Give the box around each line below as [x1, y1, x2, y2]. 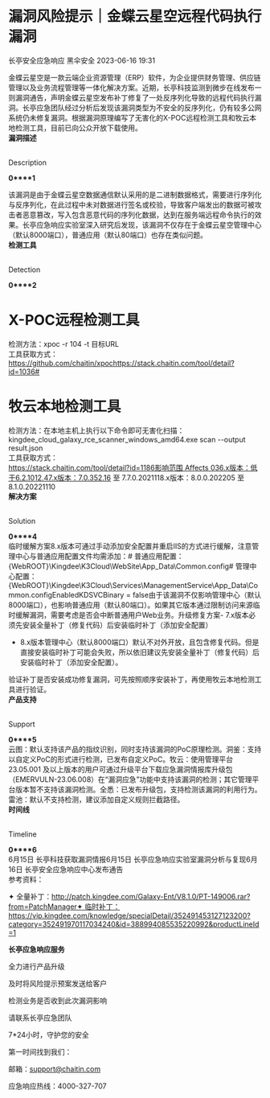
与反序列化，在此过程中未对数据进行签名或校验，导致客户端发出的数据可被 [8, 199, 255, 209]
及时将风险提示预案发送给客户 [8, 978, 107, 988]
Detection [8, 265, 41, 274]
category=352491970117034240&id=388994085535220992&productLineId [8, 919, 260, 929]
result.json [8, 443, 43, 453]
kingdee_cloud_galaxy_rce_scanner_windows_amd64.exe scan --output [8, 434, 247, 444]
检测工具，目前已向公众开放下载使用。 [14, 122, 142, 133]
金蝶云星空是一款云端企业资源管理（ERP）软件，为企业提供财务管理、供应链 [8, 72, 261, 82]
